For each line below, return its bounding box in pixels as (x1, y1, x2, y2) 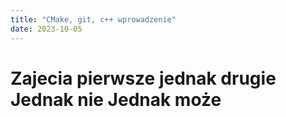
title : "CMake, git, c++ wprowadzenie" (10, 14, 177, 25)
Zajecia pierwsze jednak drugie (10, 67, 277, 90)
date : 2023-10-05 (10, 24, 83, 34)
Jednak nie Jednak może (10, 88, 222, 111)
